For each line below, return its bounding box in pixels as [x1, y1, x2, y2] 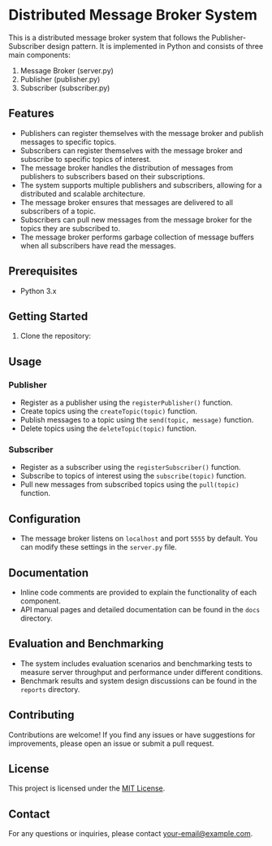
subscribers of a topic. [19, 206, 96, 216]
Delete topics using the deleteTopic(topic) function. [19, 423, 197, 433]
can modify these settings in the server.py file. [19, 542, 177, 552]
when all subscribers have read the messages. [19, 240, 176, 250]
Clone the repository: [19, 331, 92, 341]
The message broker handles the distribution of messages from [19, 163, 234, 173]
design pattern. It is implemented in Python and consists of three [46, 41, 264, 50]
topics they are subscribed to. [19, 223, 121, 233]
